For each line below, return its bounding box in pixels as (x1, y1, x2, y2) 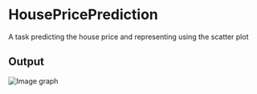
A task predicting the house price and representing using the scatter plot (8, 32, 249, 41)
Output (8, 55, 44, 69)
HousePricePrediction (8, 6, 158, 24)
